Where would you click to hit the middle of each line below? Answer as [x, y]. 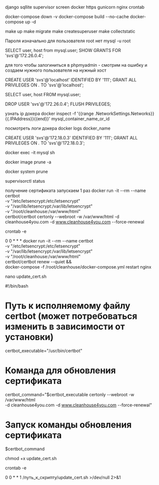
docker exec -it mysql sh [30, 152]
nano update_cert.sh [26, 276]
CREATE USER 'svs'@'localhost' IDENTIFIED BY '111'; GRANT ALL [71, 80]
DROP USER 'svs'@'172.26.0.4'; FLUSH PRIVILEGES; [58, 104]
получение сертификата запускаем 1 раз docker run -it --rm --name [76, 190]
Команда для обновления [60, 371]
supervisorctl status [25, 181]
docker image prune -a [28, 162]
